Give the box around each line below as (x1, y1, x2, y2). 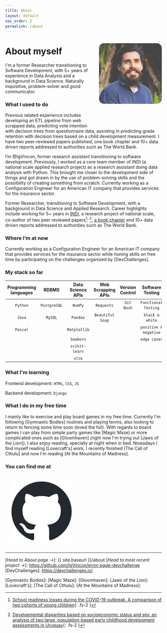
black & (143, 312, 160, 318)
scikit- (70, 344, 86, 349)
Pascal (14, 327, 29, 333)
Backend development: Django (5, 390, 67, 396)
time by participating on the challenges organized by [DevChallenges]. (5, 257, 150, 263)
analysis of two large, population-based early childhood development (12, 617, 155, 623)
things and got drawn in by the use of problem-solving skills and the (5, 175, 145, 181)
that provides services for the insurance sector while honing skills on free (5, 251, 156, 257)
